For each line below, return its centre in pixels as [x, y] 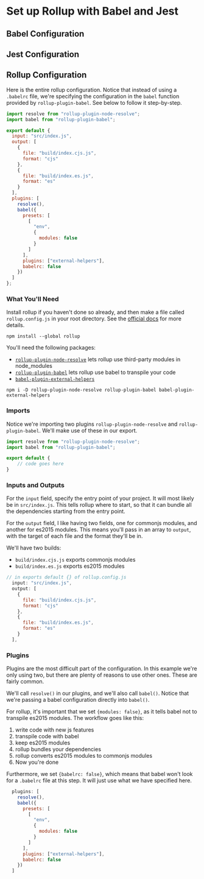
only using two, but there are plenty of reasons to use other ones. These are [102, 675]
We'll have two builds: [34, 548]
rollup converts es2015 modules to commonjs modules [84, 756]
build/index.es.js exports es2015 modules [70, 566]
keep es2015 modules [43, 743]
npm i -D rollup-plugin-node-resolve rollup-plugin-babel [81, 390]
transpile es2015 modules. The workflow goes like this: [75, 718]
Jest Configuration [43, 54]
